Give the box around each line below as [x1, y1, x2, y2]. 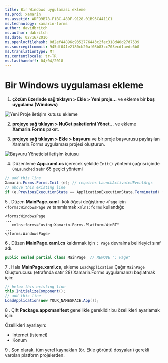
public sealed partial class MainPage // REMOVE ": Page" [5, 255, 131, 260]
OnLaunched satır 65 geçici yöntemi [12, 166, 83, 172]
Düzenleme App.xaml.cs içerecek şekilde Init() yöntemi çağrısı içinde [12, 161, 160, 167]
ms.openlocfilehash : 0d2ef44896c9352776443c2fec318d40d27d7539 [5, 40, 140, 45]
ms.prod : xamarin [5, 12, 41, 17]
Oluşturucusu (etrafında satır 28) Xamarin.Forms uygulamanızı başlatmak [5, 269, 156, 275]
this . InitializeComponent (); [5, 289, 66, 294]
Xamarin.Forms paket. [12, 126, 59, 132]
